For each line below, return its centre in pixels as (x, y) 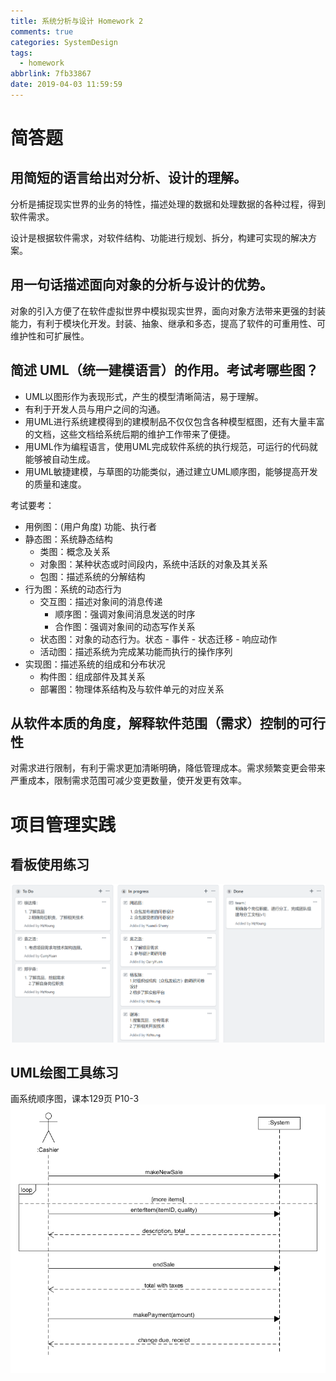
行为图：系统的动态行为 (73, 589)
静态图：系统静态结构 (68, 539)
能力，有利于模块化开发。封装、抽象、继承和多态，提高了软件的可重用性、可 (168, 323)
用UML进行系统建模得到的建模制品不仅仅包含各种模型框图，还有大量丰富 (174, 421)
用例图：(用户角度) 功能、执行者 (90, 526)
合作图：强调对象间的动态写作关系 (125, 626)
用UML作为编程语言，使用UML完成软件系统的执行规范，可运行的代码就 (171, 446)
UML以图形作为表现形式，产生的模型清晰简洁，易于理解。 (144, 396)
